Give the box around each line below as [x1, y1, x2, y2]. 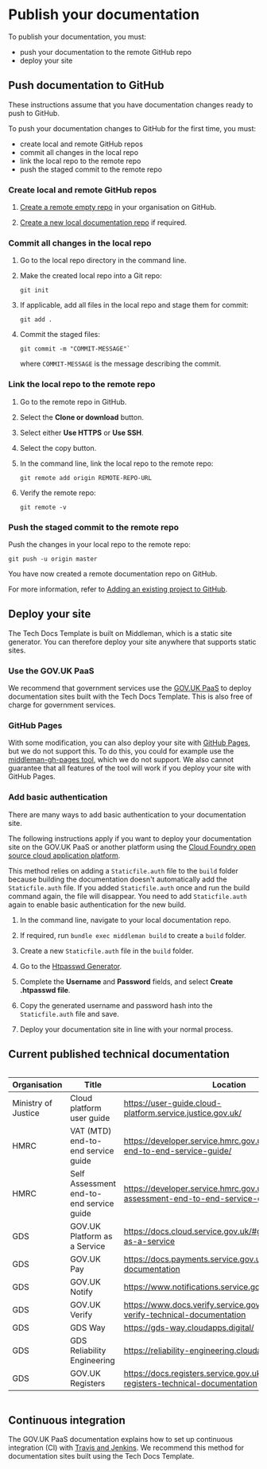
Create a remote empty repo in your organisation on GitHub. [19, 203, 217, 212]
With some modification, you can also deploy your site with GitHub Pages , [8, 738, 250, 748]
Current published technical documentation [8, 1048, 230, 1061]
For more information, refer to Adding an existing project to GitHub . [8, 584, 228, 594]
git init [19, 286, 49, 295]
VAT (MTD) [70, 1126, 112, 1137]
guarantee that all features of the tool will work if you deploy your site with [8, 763, 252, 773]
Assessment [70, 1178, 117, 1189]
